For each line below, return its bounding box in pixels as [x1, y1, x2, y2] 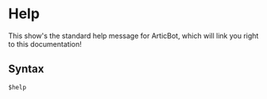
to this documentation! [8, 39, 82, 48]
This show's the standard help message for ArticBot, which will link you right [8, 31, 259, 40]
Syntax [8, 63, 44, 76]
